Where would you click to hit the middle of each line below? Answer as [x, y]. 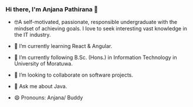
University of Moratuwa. [43, 64]
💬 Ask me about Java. [40, 87]
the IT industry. [32, 35]
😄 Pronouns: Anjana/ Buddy [49, 98]
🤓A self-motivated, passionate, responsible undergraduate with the [96, 22]
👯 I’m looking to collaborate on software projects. [74, 75]
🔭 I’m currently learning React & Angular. [63, 46]
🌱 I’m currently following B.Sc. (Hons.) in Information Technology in [95, 57]
